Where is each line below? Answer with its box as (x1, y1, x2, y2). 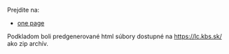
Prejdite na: (7, 6, 40, 14)
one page (17, 19, 45, 27)
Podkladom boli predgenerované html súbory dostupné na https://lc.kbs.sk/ (7, 32, 222, 40)
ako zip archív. (7, 40, 49, 47)
